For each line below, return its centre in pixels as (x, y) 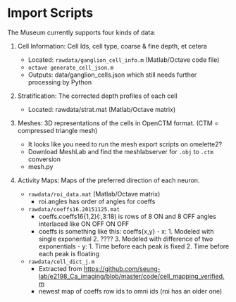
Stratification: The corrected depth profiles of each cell (97, 96)
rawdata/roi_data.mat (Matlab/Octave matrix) (94, 194)
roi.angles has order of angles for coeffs (97, 201)
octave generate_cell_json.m (71, 68)
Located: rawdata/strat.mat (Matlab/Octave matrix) (102, 109)
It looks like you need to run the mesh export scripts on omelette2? (125, 144)
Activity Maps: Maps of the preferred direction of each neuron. (108, 180)
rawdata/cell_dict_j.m (61, 262)
